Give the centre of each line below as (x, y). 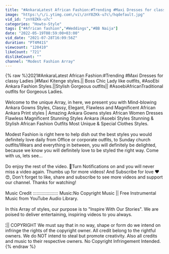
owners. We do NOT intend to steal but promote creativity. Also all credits (81, 236)
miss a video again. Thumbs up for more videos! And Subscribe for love (79, 172)
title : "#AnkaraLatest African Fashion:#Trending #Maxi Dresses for (78, 10)
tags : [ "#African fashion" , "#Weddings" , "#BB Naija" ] (62, 29)
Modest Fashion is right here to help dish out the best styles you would (79, 134)
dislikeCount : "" (23, 57)
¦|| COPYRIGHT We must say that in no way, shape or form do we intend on (83, 225)
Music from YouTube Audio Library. (42, 199)
